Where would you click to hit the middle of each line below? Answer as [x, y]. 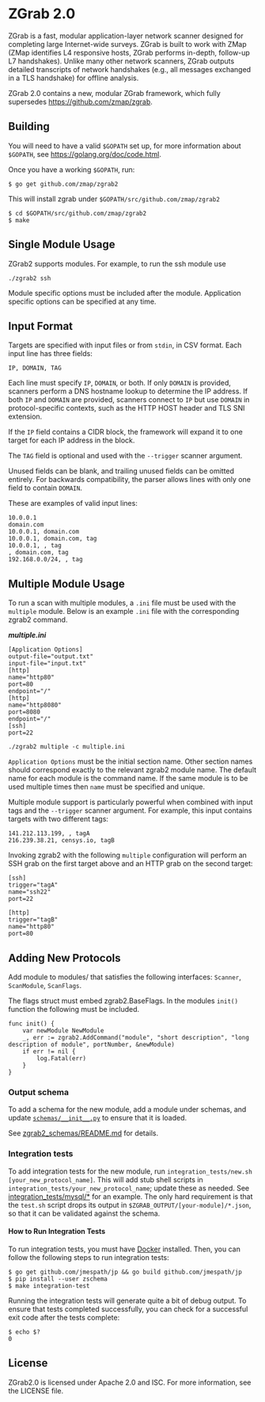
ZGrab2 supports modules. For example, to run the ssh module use [117, 263]
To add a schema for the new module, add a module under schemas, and [127, 1109]
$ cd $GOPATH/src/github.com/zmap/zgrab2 [78, 213]
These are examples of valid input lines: [73, 504]
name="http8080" [35, 705]
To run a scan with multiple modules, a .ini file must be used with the [122, 603]
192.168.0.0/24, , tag [45, 560]
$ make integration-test [49, 1285]
